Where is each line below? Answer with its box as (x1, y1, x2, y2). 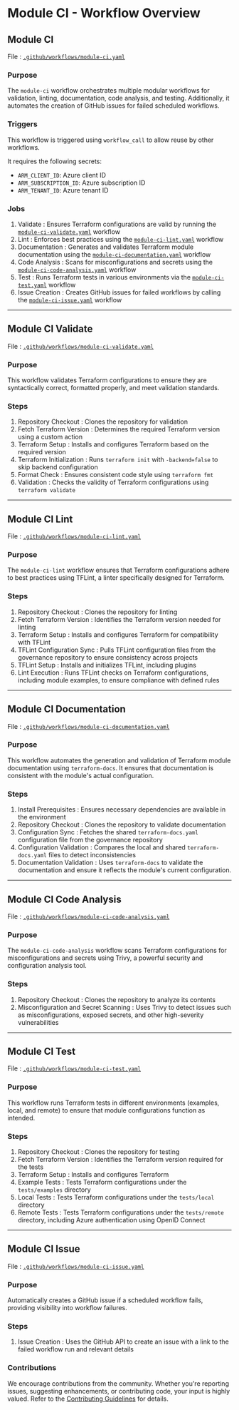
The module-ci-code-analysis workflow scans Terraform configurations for (7, 946, 228, 955)
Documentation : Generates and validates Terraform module (17, 242, 194, 251)
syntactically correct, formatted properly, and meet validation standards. (7, 384, 220, 392)
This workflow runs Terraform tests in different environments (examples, (7, 1098, 220, 1107)
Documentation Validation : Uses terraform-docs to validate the (17, 858, 203, 867)
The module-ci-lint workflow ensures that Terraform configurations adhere (7, 566, 230, 575)
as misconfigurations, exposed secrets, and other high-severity (17, 1011, 204, 1019)
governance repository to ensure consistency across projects (17, 653, 198, 661)
